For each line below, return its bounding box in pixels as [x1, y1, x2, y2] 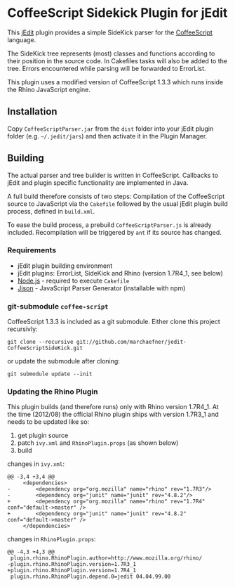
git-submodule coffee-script [7, 301, 109, 311]
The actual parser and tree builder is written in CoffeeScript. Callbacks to [7, 171, 219, 179]
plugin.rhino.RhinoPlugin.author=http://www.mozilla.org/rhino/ [10, 555, 202, 562]
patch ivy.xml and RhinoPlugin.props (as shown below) [17, 439, 179, 447]
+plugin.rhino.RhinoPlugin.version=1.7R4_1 [7, 567, 137, 574]
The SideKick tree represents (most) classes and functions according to [7, 49, 215, 58]
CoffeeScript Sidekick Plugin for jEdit [7, 5, 228, 21]
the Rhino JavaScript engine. [7, 85, 91, 93]
